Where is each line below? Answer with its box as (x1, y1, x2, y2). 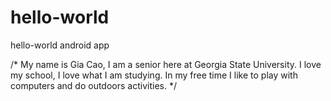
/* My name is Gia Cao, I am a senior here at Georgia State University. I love (10, 58, 322, 70)
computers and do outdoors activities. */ (10, 79, 177, 91)
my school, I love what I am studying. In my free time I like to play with (10, 69, 298, 81)
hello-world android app (10, 39, 110, 51)
